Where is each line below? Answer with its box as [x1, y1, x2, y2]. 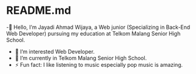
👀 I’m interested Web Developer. [14, 48, 95, 55]
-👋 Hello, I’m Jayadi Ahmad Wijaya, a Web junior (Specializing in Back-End [6, 23, 191, 31]
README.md [6, 4, 72, 17]
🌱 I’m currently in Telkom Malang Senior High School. [14, 54, 147, 61]
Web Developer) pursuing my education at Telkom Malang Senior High [6, 29, 181, 37]
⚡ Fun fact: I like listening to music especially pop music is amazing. [14, 61, 183, 68]
